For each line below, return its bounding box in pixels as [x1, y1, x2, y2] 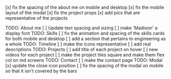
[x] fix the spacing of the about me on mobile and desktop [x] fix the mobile [5, 5, 164, 10]
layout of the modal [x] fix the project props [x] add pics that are [5, 10, 140, 16]
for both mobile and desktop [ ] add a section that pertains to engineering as [5, 35, 166, 42]
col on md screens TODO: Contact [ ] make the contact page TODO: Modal [5, 57, 163, 63]
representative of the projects [5, 15, 68, 21]
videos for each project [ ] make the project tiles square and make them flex [5, 52, 165, 58]
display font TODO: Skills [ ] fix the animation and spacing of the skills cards [5, 30, 165, 36]
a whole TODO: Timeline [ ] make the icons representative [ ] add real [5, 41, 152, 47]
